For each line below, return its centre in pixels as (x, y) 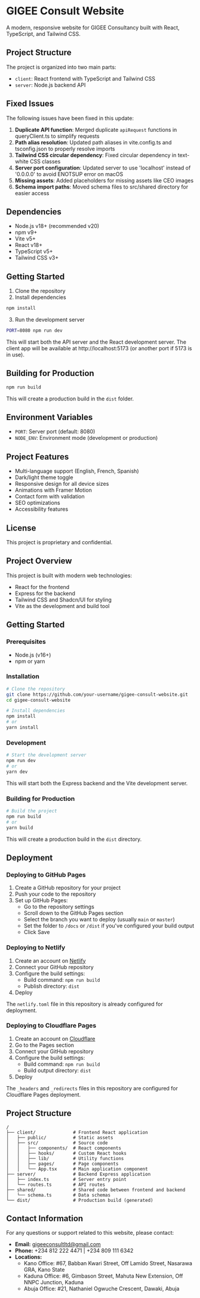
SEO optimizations (38, 503)
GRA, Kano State (44, 1270)
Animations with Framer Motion (53, 490)
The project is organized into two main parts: (61, 67)
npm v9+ (26, 232)
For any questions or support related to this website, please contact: (90, 1233)
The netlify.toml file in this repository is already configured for (84, 1004)
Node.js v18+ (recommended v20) (57, 226)
